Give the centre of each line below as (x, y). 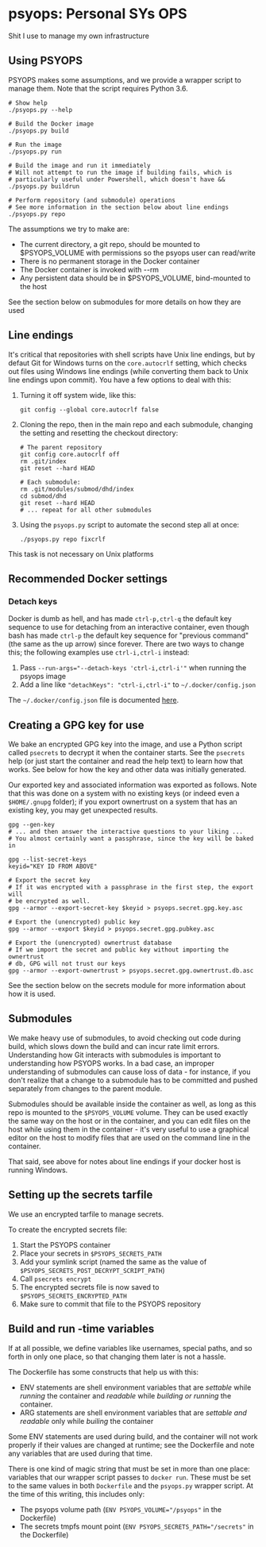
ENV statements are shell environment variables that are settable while (135, 1387)
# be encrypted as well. (49, 901)
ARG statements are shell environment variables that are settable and (133, 1412)
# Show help (28, 103)
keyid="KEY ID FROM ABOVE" (53, 866)
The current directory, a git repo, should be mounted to (110, 244)
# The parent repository (61, 447)
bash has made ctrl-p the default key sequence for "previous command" (129, 635)
